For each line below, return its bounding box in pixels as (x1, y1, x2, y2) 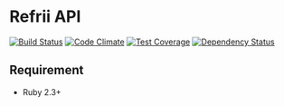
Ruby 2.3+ (22, 86, 62, 97)
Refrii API (9, 6, 81, 27)
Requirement (9, 63, 84, 78)
